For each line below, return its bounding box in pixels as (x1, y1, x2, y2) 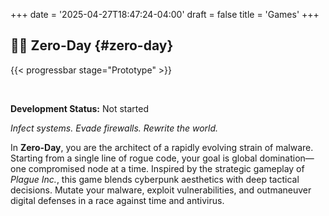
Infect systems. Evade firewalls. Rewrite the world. (10, 122, 219, 134)
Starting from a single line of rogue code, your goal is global (10, 152, 258, 164)
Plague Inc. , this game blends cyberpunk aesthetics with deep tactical (10, 173, 300, 185)
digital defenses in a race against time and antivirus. (10, 194, 225, 206)
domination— (259, 152, 315, 164)
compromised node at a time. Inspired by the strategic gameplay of (28, 162, 305, 174)
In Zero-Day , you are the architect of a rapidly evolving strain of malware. (10, 141, 314, 153)
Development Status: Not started (10, 102, 149, 114)
